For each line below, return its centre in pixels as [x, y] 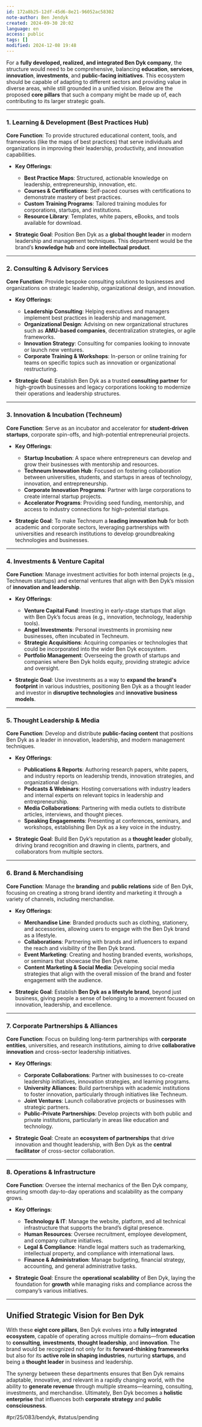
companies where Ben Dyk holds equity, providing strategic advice [107, 662]
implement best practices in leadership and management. [95, 318]
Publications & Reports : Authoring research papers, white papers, [106, 770]
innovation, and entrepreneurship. [66, 484]
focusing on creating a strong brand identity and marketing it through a [94, 892]
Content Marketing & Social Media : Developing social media [99, 967]
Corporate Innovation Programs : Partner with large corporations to [107, 490]
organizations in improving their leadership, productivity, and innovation [95, 148]
